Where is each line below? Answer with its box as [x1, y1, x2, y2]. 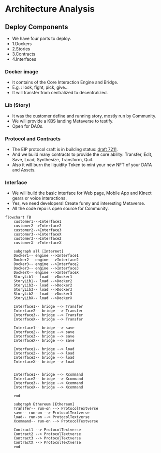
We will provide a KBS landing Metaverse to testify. [12, 118, 114, 124]
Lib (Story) [5, 102, 30, 109]
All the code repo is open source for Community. [12, 205, 109, 212]
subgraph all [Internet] [14, 249, 64, 254]
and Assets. [12, 167, 36, 173]
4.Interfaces [12, 56, 36, 62]
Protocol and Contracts [5, 135, 61, 142]
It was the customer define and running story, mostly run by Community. [12, 113, 157, 118]
